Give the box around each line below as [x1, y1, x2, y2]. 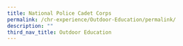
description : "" [7, 22, 53, 29]
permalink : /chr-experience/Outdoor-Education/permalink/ [7, 16, 176, 23]
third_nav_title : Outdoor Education [7, 28, 112, 36]
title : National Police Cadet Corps [7, 9, 112, 17]
